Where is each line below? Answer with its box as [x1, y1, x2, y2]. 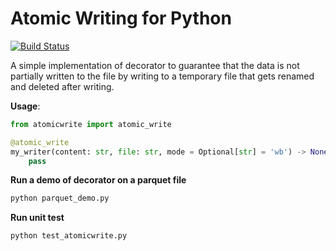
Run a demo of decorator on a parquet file [10, 174, 187, 186]
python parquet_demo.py [10, 193, 110, 204]
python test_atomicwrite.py [10, 231, 128, 241]
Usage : [10, 100, 41, 112]
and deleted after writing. [10, 80, 115, 92]
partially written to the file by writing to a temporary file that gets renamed [10, 70, 315, 82]
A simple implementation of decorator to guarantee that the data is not [10, 59, 300, 71]
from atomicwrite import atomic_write [10, 119, 172, 129]
